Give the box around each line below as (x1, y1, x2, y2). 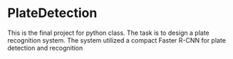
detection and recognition (7, 43, 83, 52)
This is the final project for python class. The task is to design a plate (7, 28, 209, 37)
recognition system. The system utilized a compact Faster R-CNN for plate (7, 36, 227, 44)
